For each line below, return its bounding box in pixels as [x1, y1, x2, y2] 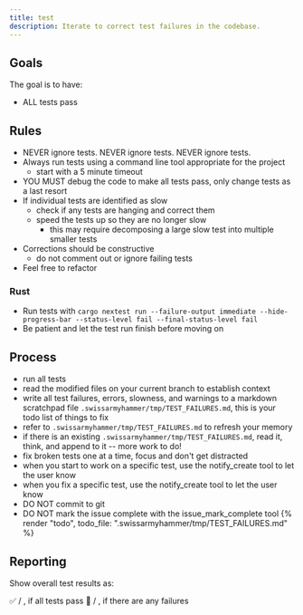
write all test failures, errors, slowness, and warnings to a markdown [22, 393, 278, 404]
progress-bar [22, 315, 72, 324]
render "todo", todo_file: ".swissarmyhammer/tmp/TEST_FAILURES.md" [22, 518, 288, 529]
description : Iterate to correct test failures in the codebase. [9, 22, 260, 31]
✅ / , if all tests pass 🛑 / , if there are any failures [9, 595, 189, 607]
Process [9, 350, 57, 365]
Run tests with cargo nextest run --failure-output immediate [22, 305, 256, 317]
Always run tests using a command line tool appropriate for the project [22, 157, 286, 168]
